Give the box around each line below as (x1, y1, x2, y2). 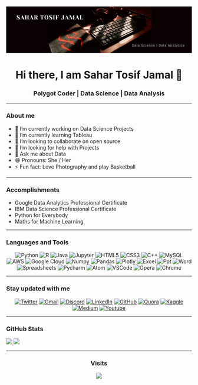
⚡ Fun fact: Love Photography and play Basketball (14, 163, 136, 170)
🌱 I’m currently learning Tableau (14, 131, 93, 138)
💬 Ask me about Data (14, 150, 67, 157)
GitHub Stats (6, 325, 44, 333)
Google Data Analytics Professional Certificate (14, 199, 128, 206)
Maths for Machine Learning (14, 218, 84, 225)
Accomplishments (6, 186, 60, 194)
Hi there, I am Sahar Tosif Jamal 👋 (15, 69, 183, 82)
